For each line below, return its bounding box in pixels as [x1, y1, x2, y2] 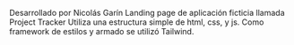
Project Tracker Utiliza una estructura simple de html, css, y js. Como [9, 17, 264, 27]
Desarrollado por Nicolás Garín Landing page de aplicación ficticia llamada [9, 8, 285, 18]
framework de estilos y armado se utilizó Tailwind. [9, 26, 195, 36]
